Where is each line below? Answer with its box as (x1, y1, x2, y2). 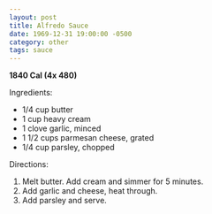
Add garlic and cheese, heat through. (21, 186, 158, 196)
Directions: (9, 159, 49, 170)
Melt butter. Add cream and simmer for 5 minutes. (21, 176, 204, 187)
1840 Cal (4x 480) (9, 70, 78, 80)
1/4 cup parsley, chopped (21, 142, 115, 153)
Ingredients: (9, 88, 53, 98)
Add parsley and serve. (21, 195, 108, 206)
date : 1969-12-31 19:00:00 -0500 (9, 29, 132, 38)
